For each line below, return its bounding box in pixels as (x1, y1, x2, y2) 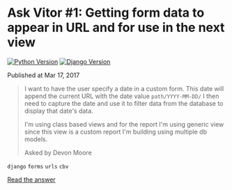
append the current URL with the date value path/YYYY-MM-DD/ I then (24, 92, 219, 100)
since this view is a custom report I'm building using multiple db (24, 127, 208, 136)
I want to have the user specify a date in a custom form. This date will (24, 84, 224, 93)
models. (24, 134, 48, 143)
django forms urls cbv (7, 163, 69, 170)
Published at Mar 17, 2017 (7, 71, 80, 79)
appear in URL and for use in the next (7, 19, 225, 35)
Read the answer (7, 175, 56, 184)
